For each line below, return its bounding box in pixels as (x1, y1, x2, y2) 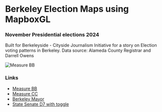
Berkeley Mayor (12, 96, 44, 102)
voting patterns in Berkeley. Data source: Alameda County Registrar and (5, 47, 151, 53)
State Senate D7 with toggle (12, 101, 69, 107)
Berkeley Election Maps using (5, 3, 129, 15)
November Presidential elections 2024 (5, 31, 99, 38)
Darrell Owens (5, 53, 34, 59)
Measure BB (12, 86, 37, 91)
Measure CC (12, 90, 38, 96)
